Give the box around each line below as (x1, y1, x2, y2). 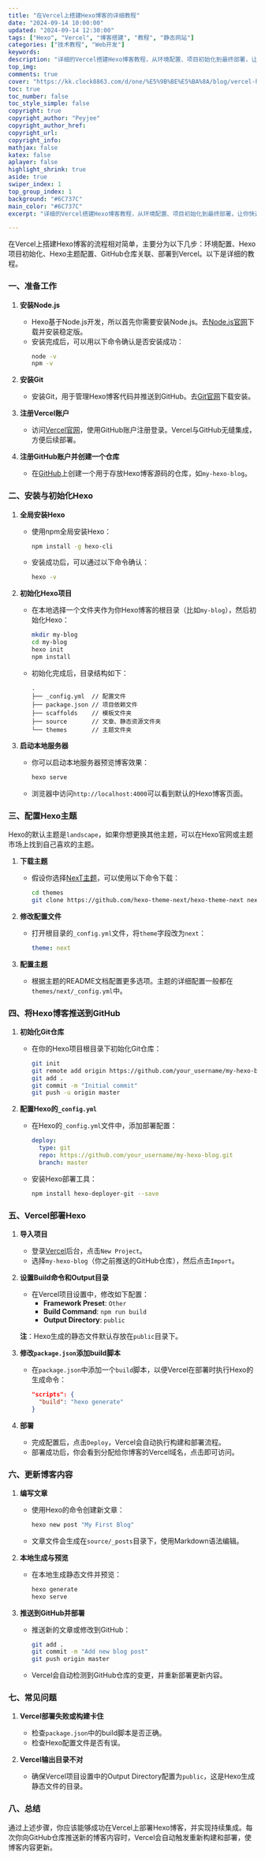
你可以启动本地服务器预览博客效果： (31, 757, 150, 766)
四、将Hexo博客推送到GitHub (8, 1007, 121, 1018)
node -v (31, 352, 57, 360)
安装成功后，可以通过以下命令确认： (31, 557, 150, 567)
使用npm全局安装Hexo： (31, 527, 112, 536)
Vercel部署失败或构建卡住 (19, 1711, 104, 1721)
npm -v (31, 360, 54, 368)
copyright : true (8, 107, 62, 115)
